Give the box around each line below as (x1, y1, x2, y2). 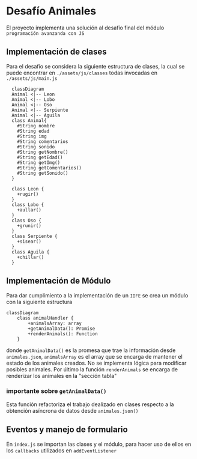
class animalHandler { (17, 315, 74, 321)
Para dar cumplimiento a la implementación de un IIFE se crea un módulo (6, 291, 189, 299)
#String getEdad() (17, 154, 63, 160)
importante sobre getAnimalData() (6, 387, 107, 395)
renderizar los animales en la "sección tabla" (6, 372, 117, 379)
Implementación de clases (6, 47, 107, 57)
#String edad (17, 128, 50, 134)
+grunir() (17, 222, 42, 229)
